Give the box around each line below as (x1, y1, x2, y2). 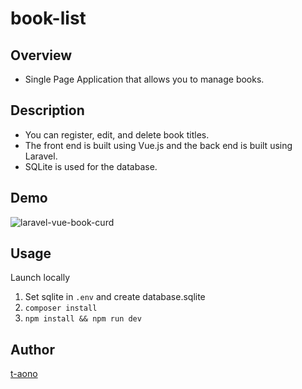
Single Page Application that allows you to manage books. (24, 73, 265, 85)
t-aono (10, 368, 38, 380)
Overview (10, 47, 73, 64)
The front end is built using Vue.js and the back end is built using (24, 139, 293, 151)
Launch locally (10, 272, 71, 284)
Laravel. (24, 150, 58, 162)
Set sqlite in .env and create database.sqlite (24, 291, 206, 303)
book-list (10, 7, 87, 30)
